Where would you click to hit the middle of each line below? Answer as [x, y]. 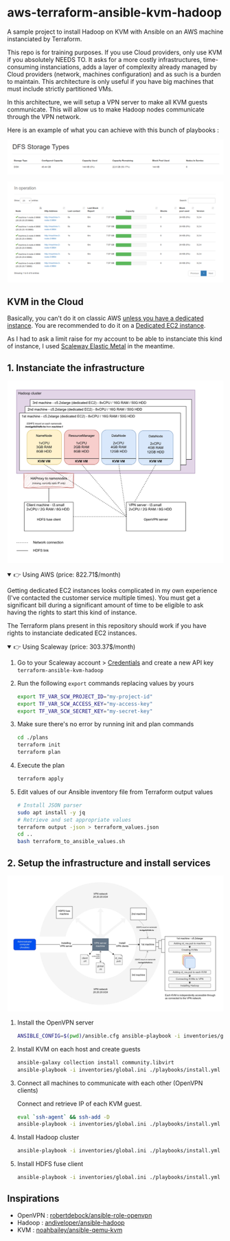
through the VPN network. [44, 116]
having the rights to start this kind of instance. [72, 612]
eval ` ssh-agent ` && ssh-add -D [63, 1117]
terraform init [39, 745]
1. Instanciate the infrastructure [76, 368]
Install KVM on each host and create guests [79, 1049]
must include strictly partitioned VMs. [60, 89]
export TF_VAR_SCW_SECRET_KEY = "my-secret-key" [85, 711]
